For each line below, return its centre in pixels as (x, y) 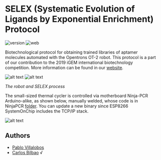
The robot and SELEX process (35, 86)
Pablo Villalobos (28, 147)
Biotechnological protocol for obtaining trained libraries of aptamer (71, 52)
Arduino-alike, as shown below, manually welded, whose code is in (72, 101)
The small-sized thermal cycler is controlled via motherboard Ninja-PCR (77, 96)
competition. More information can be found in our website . (64, 67)
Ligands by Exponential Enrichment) (79, 19)
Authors (18, 136)
